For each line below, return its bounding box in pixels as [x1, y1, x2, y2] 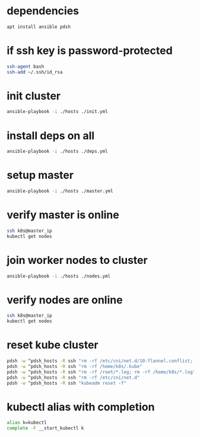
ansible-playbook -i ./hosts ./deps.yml [7, 149, 109, 155]
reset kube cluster [7, 338, 99, 352]
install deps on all [7, 129, 95, 142]
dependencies [7, 4, 80, 18]
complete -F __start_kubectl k [7, 425, 84, 432]
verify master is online [7, 208, 119, 222]
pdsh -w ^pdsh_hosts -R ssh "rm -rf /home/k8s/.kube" [7, 363, 143, 369]
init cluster [7, 89, 61, 102]
